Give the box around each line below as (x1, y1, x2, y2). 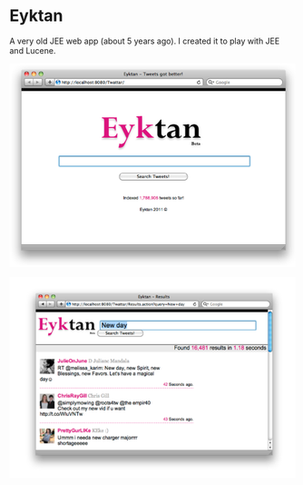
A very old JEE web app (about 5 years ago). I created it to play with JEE (9, 35, 280, 46)
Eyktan (9, 5, 64, 26)
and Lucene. (9, 45, 56, 55)
